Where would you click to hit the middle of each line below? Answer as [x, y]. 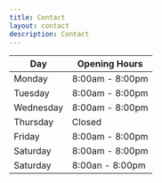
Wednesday [39, 107]
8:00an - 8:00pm [109, 165]
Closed [87, 123]
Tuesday [32, 93]
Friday [27, 137]
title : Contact [37, 17]
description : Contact [49, 34]
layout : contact [39, 26]
